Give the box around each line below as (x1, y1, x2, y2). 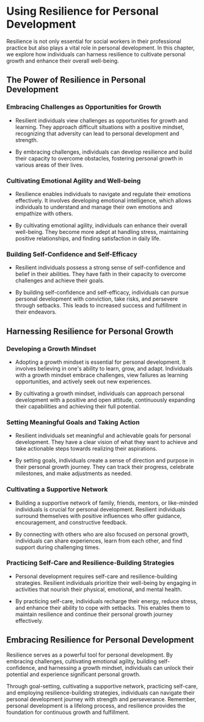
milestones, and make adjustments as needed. (15, 470, 133, 477)
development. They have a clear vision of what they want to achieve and (15, 438, 198, 446)
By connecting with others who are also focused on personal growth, (15, 530, 189, 538)
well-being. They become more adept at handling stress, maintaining (15, 228, 189, 235)
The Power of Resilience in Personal (6, 75, 146, 85)
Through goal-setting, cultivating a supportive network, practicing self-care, (6, 682, 199, 690)
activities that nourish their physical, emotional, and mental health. (15, 585, 182, 593)
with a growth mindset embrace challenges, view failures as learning (15, 371, 188, 378)
